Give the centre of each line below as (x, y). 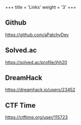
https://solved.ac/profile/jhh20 (36, 62)
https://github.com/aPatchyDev (37, 35)
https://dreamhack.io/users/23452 (40, 90)
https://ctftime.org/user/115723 (37, 117)
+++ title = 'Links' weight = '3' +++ (41, 7)
